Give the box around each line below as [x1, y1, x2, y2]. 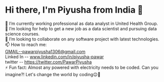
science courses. [5, 31, 40, 37]
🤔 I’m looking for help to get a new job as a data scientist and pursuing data [5, 25, 157, 31]
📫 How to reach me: [5, 41, 47, 47]
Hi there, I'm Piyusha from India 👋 [5, 4, 143, 16]
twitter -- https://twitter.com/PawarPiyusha [5, 59, 92, 65]
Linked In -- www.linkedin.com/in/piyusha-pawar [5, 54, 104, 60]
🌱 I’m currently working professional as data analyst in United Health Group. [5, 20, 158, 26]
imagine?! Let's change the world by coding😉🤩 [5, 71, 101, 77]
